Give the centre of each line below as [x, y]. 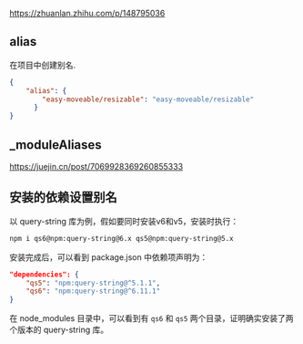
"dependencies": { [44, 274]
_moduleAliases [56, 145]
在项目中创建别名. [43, 65]
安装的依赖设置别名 [63, 198]
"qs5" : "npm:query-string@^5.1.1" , [93, 283]
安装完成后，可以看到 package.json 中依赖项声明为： [109, 257]
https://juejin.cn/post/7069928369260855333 [96, 167]
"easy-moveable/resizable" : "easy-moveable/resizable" [148, 99]
